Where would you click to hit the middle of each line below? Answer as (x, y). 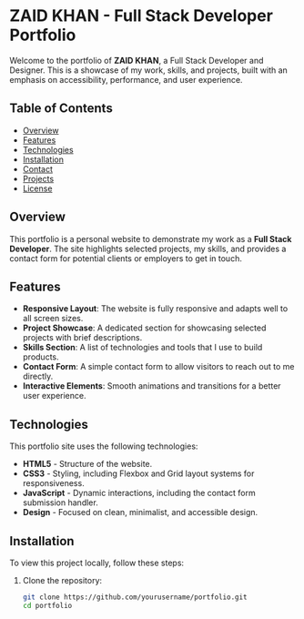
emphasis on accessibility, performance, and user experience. (126, 79)
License (37, 188)
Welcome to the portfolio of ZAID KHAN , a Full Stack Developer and (137, 60)
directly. (38, 376)
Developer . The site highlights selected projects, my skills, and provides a (148, 249)
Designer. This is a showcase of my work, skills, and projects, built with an (149, 70)
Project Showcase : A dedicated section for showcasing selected (144, 328)
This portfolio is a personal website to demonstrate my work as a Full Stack (151, 238)
